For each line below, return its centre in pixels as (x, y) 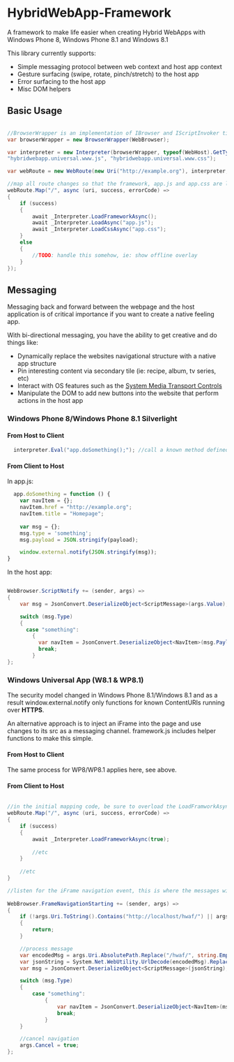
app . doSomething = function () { (62, 494)
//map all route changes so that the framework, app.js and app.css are (115, 184)
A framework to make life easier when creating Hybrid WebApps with (106, 32)
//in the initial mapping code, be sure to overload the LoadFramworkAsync (119, 807)
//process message (46, 949)
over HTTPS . (26, 710)
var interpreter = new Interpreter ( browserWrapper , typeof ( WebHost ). (110, 152)
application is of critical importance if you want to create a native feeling (111, 314)
